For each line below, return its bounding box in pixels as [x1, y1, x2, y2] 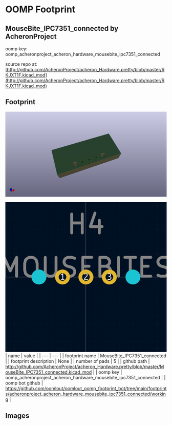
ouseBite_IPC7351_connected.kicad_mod [5, 369, 92, 375]
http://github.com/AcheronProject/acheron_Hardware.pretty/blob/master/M [5, 363, 164, 370]
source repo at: [5, 61, 37, 67]
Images [5, 411, 30, 420]
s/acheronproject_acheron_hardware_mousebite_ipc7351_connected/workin [5, 391, 166, 397]
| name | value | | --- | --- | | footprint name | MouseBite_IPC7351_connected [5, 353, 166, 359]
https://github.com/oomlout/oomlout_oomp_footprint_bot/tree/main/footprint [5, 385, 167, 392]
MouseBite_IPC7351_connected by [5, 24, 119, 33]
